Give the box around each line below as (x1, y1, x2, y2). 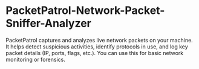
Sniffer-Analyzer (5, 16, 91, 30)
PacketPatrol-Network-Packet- (5, 4, 165, 18)
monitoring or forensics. (5, 56, 66, 63)
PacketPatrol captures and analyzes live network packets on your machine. (5, 36, 193, 44)
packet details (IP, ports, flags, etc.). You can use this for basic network (5, 49, 184, 56)
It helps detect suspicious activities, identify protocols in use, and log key (5, 43, 188, 50)
